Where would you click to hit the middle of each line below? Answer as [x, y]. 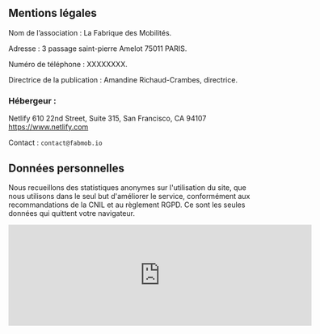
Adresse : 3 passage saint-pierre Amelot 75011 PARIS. [98, 49]
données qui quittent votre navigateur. [72, 213]
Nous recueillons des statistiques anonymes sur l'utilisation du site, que [127, 187]
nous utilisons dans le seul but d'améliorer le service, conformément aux [129, 196]
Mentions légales [53, 13]
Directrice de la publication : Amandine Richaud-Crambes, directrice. [123, 79]
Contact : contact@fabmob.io [55, 143]
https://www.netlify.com [48, 127]
